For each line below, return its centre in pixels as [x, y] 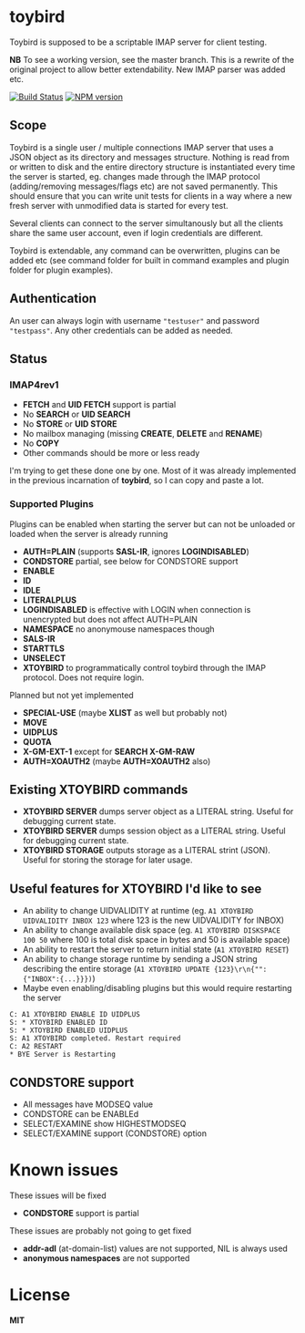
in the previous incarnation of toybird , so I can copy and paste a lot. [137, 480]
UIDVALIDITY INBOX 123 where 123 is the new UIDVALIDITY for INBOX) [153, 920]
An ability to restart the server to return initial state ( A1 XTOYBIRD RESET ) [156, 949]
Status [29, 359]
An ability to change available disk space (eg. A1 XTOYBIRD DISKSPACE [151, 930]
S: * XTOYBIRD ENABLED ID [58, 1023]
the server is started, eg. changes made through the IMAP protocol [135, 176]
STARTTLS [44, 648]
